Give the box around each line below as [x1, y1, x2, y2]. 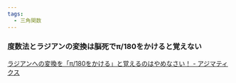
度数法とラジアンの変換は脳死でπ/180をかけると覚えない [7, 42, 203, 52]
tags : [7, 10, 23, 18]
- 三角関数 [14, 17, 42, 24]
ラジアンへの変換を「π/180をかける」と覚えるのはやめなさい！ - [7, 59, 196, 67]
